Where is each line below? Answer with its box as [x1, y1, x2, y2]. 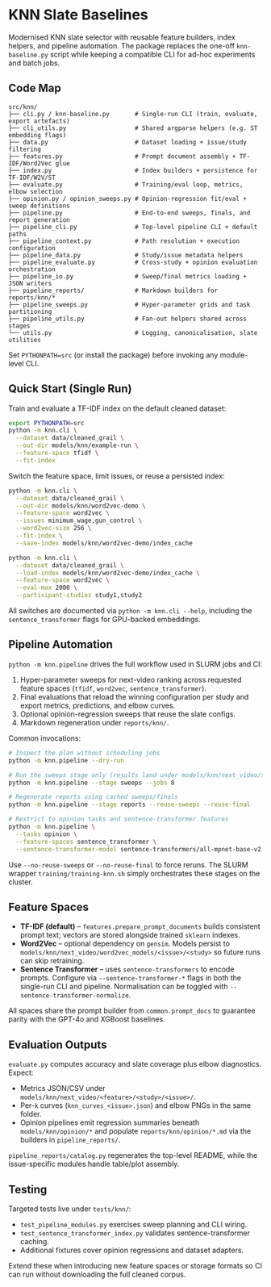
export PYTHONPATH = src [8, 419, 85, 427]
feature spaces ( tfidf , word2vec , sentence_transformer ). [19, 683, 207, 693]
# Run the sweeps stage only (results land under [8, 771, 179, 779]
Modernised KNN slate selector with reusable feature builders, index [8, 32, 236, 42]
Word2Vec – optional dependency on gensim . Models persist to [19, 938, 230, 949]
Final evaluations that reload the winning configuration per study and [19, 692, 249, 701]
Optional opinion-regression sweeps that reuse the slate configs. [19, 708, 236, 719]
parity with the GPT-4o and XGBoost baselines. [8, 1014, 165, 1024]
